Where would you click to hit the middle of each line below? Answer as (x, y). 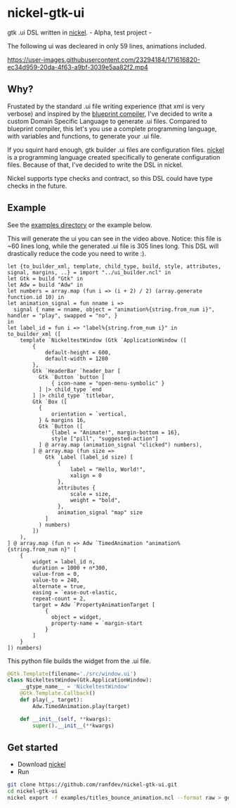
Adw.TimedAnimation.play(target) (81, 706)
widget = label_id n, (64, 562)
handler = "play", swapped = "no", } (63, 315)
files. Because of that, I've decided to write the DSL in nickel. (96, 165)
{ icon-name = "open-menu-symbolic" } (108, 383)
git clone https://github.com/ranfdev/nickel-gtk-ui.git (92, 785)
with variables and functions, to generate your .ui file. (84, 136)
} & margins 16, (62, 420)
